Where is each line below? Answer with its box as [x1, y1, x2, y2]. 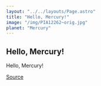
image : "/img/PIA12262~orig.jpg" [6, 19, 88, 25]
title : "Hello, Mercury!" [6, 14, 69, 20]
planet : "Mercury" [6, 25, 51, 31]
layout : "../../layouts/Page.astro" [6, 8, 96, 15]
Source [6, 74, 23, 81]
